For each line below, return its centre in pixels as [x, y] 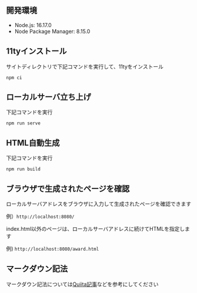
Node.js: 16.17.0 [33, 25]
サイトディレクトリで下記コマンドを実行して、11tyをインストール [85, 66]
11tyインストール [36, 51]
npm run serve [24, 123]
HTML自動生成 [33, 143]
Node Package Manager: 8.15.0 [52, 31]
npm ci [14, 78]
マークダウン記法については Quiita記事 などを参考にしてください [82, 284]
